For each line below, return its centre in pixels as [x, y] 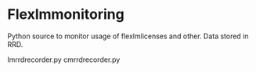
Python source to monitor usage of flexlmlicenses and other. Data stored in [128, 36]
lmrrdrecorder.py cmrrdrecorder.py [64, 59]
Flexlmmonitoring [66, 14]
